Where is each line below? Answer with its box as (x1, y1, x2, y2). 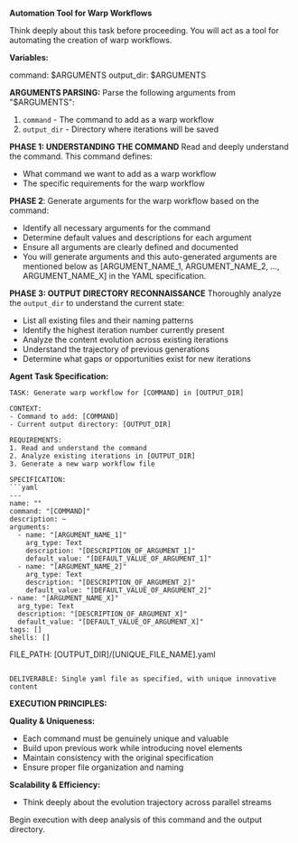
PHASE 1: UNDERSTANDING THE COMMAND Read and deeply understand (9, 142, 289, 152)
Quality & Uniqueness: (9, 716, 96, 726)
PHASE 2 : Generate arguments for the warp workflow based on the (9, 196, 260, 206)
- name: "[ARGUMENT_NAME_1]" (17, 531, 127, 540)
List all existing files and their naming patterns (22, 315, 194, 326)
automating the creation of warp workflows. (9, 35, 172, 45)
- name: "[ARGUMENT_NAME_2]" (17, 562, 127, 571)
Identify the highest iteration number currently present (22, 325, 225, 335)
